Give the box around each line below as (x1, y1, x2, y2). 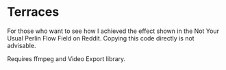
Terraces (7, 4, 60, 20)
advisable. (7, 41, 36, 49)
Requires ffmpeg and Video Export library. (7, 54, 126, 62)
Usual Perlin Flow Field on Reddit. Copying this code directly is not (7, 34, 194, 42)
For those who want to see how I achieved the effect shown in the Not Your (7, 27, 219, 35)
